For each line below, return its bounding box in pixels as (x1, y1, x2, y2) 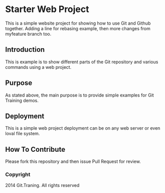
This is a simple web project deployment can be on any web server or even (5, 125, 160, 131)
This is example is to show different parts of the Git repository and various (5, 59, 158, 65)
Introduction (5, 45, 45, 54)
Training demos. (5, 97, 39, 104)
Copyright (5, 171, 31, 178)
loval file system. (5, 131, 40, 137)
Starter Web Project (5, 4, 89, 15)
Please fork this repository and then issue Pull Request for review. (5, 158, 141, 164)
